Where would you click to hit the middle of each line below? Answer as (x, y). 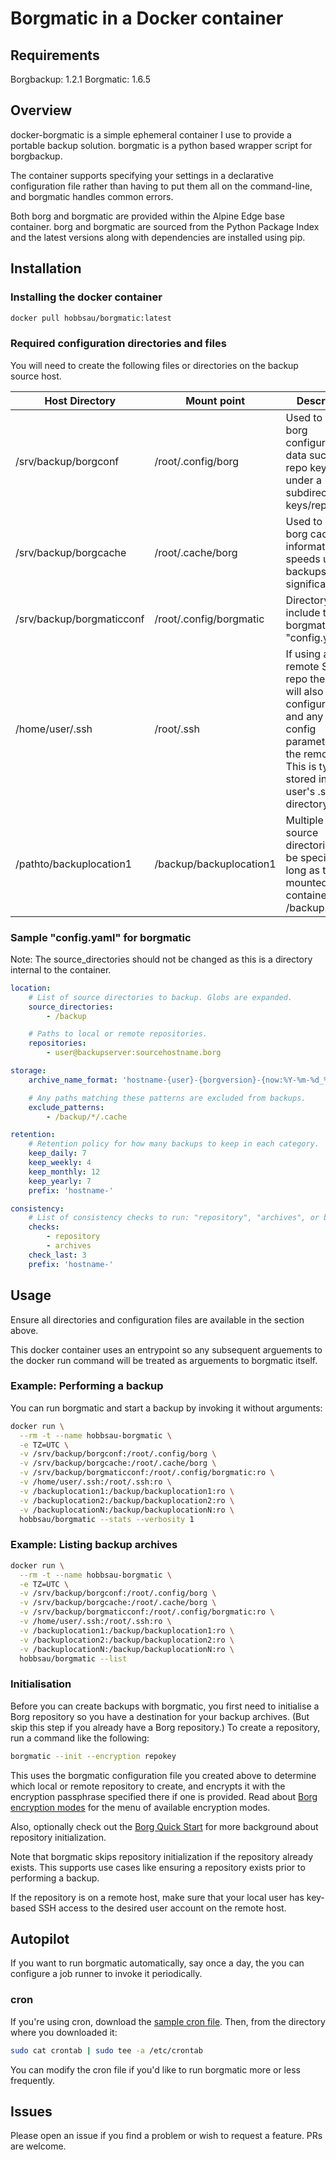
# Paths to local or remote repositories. (118, 1034)
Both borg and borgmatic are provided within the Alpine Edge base (147, 216)
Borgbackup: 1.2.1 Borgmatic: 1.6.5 (80, 79)
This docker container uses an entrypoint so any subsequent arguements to (166, 1349)
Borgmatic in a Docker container (147, 18)
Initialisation (41, 1684)
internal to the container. (61, 969)
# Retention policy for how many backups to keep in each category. (174, 1144)
